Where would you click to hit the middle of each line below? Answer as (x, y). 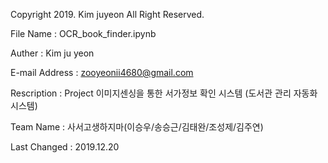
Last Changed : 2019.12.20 (65, 147)
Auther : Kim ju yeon (52, 53)
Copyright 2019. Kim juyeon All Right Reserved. (107, 14)
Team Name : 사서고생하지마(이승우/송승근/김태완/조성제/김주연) (137, 127)
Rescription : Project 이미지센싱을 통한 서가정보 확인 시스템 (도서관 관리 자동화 (164, 93)
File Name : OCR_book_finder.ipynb (83, 33)
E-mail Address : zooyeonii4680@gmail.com (102, 72)
